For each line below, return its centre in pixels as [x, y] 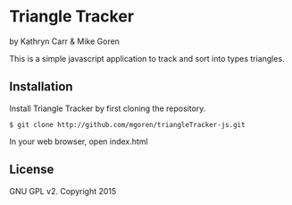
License [32, 170]
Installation [41, 87]
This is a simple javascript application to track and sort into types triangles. [147, 58]
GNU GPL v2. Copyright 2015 [63, 191]
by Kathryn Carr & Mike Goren [65, 41]
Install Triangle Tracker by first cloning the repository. [108, 108]
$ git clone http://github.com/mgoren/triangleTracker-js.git [127, 124]
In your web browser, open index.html [79, 141]
